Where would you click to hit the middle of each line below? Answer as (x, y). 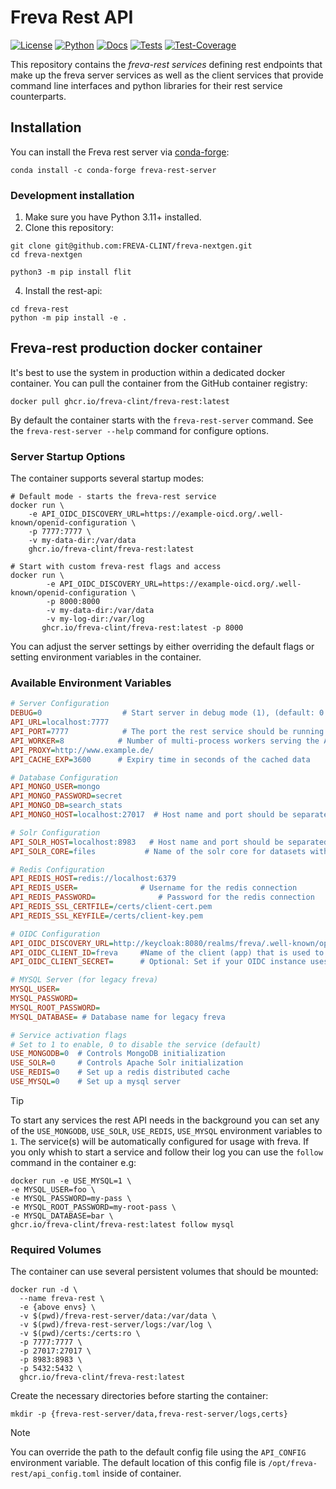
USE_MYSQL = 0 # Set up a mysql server (96, 1082)
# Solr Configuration (55, 832)
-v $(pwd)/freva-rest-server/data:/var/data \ (118, 1316)
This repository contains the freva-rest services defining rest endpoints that (166, 64)
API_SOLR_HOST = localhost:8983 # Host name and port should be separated (169, 842)
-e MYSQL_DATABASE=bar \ (62, 1216)
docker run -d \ (44, 1290)
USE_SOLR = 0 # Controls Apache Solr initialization (127, 1063)
